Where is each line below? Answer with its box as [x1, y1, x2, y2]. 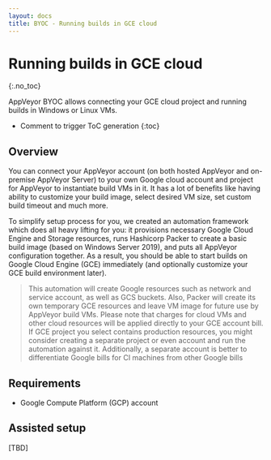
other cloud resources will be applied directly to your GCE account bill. [28, 318, 264, 329]
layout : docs [8, 11, 53, 20]
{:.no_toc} [8, 81, 41, 91]
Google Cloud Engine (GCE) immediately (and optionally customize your [8, 260, 248, 269]
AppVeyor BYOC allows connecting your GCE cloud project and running [8, 97, 247, 106]
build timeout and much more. [8, 200, 109, 211]
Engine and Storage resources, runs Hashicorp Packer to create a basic [8, 234, 248, 243]
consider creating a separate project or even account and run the [28, 336, 247, 346]
